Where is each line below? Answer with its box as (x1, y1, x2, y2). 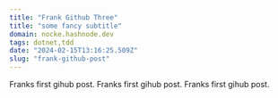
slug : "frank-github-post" (9, 54, 110, 63)
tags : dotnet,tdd (9, 37, 74, 47)
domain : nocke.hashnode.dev (9, 29, 115, 38)
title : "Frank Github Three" (9, 12, 118, 22)
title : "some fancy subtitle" (9, 21, 123, 30)
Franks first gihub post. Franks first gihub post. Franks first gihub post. (9, 79, 270, 89)
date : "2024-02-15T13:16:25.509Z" (9, 46, 139, 55)
